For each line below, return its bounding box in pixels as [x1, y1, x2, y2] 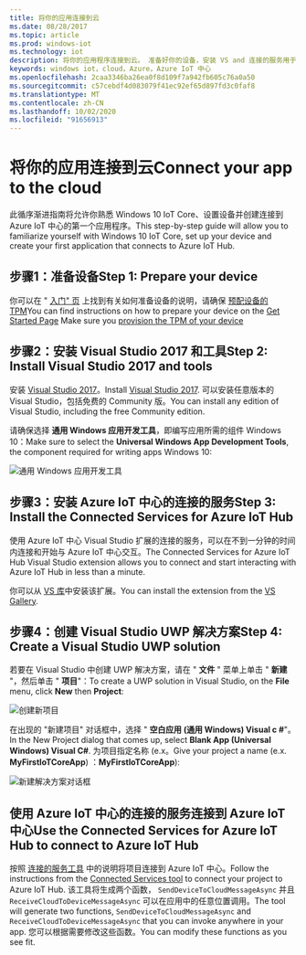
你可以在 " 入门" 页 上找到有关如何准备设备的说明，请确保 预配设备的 [9, 294, 269, 306]
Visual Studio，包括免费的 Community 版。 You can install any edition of [9, 395, 280, 407]
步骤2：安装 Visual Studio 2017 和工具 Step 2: [9, 344, 269, 359]
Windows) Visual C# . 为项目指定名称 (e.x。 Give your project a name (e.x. [9, 746, 288, 757]
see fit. [9, 937, 36, 948]
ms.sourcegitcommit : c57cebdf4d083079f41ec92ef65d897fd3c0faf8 [9, 81, 256, 90]
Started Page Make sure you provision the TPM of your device [9, 314, 244, 325]
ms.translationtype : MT [9, 90, 100, 99]
